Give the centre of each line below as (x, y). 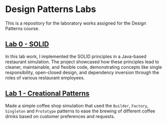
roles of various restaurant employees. (45, 78)
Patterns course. (22, 28)
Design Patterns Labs (51, 9)
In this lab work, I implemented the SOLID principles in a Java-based (76, 56)
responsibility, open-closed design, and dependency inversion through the (82, 72)
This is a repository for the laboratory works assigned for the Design (76, 23)
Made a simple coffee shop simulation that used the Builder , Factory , (77, 105)
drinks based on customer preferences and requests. (60, 116)
